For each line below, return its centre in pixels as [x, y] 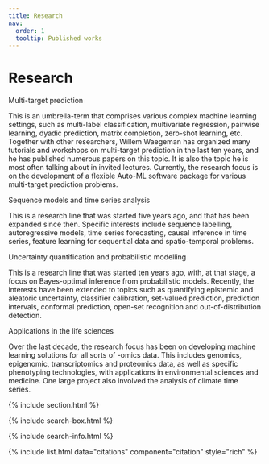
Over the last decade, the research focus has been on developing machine [132, 346]
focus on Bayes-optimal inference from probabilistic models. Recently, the [131, 281]
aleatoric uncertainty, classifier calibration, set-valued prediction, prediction [134, 298]
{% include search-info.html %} [61, 437]
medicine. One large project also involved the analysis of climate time [124, 381]
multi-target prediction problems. [63, 184]
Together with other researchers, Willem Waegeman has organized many [130, 142]
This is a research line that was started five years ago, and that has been [129, 216]
